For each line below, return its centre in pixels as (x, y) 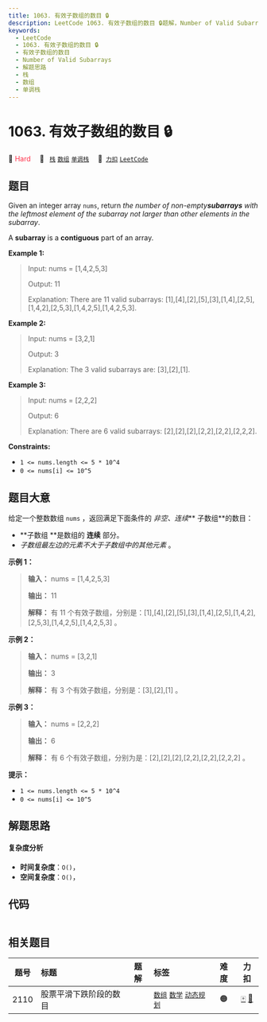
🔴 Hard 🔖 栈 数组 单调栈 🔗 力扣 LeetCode (78, 159)
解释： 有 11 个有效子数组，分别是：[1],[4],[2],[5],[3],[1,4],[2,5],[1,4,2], (141, 612)
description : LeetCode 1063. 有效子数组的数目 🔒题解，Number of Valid (121, 23)
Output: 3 (43, 354)
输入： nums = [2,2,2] (63, 724)
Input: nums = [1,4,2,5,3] (68, 269)
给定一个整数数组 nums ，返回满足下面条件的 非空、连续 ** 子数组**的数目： (131, 518)
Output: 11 (44, 284)
